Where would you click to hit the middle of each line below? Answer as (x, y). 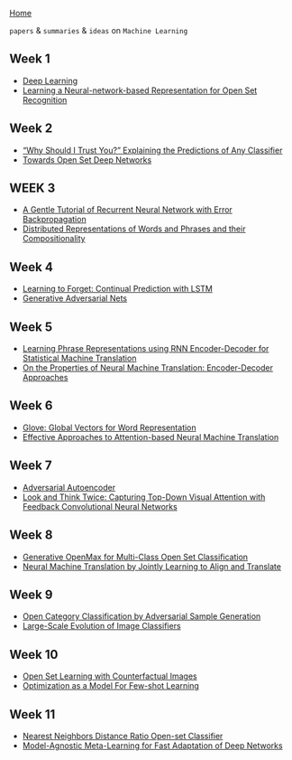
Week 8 (31, 535)
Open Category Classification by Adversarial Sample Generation (141, 616)
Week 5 (31, 327)
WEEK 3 (32, 188)
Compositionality (54, 239)
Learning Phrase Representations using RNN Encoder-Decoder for (146, 349)
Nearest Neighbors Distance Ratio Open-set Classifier (123, 736)
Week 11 (32, 714)
